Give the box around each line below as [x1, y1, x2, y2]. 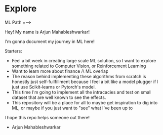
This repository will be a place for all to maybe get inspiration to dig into [11, 99, 158, 105]
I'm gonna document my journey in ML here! [4, 38, 95, 45]
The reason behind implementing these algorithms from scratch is [11, 73, 146, 79]
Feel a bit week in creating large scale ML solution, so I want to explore [11, 57, 156, 63]
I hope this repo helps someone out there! [4, 114, 90, 120]
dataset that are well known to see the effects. [11, 94, 106, 100]
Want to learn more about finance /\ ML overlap [11, 68, 109, 74]
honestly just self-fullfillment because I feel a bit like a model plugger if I [11, 79, 159, 85]
